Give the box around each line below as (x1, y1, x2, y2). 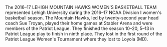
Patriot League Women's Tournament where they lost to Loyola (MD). (5, 36, 148, 42)
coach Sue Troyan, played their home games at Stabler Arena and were (5, 20, 153, 26)
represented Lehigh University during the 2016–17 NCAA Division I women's (5, 9, 162, 15)
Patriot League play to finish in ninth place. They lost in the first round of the (5, 31, 162, 36)
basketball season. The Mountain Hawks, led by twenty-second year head (5, 15, 159, 20)
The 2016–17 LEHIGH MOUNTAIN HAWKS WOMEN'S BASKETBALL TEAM (5, 4, 157, 10)
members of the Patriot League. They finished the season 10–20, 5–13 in (5, 25, 154, 31)
